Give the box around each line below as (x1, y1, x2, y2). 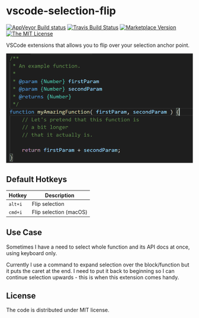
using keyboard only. (6, 249, 57, 256)
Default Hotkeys (6, 174, 68, 185)
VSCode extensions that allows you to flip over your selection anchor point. (6, 42, 190, 49)
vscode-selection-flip (6, 4, 117, 18)
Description (44, 192, 75, 199)
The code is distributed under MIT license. (6, 307, 110, 314)
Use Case (6, 227, 43, 238)
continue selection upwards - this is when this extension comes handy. (6, 274, 179, 281)
